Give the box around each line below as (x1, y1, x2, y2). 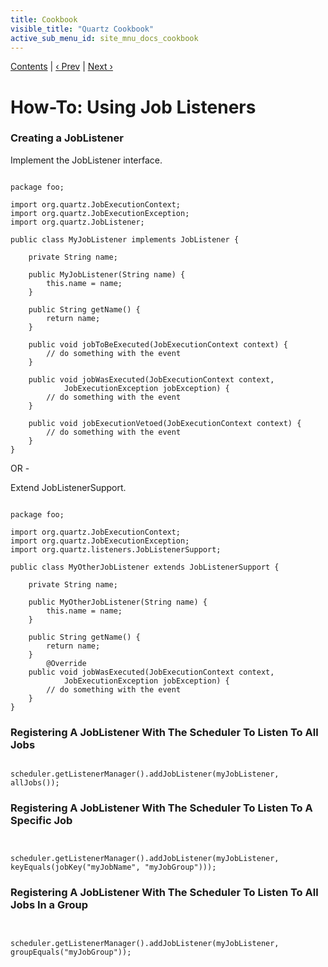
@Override (46, 658, 87, 668)
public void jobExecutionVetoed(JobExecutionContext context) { (28, 418, 302, 428)
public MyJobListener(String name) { (28, 269, 186, 280)
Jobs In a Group (10, 898, 89, 912)
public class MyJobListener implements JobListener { (10, 234, 240, 245)
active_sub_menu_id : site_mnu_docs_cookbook (10, 33, 199, 43)
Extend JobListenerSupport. (10, 481, 127, 493)
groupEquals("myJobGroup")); (10, 947, 132, 957)
